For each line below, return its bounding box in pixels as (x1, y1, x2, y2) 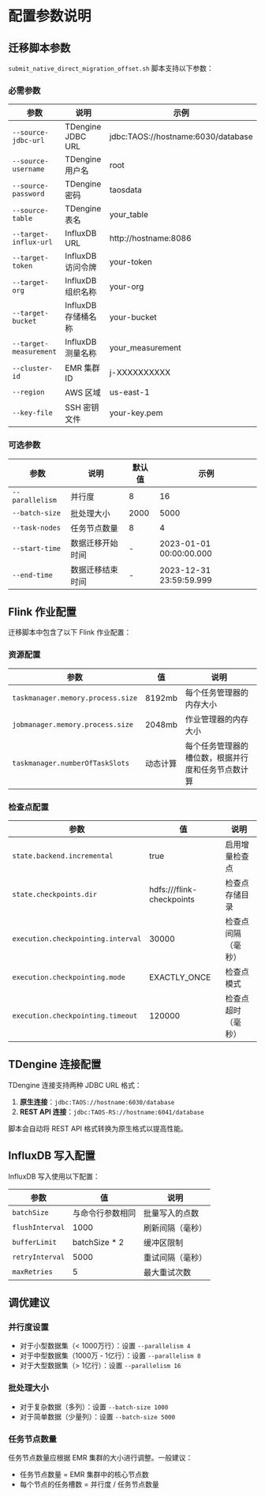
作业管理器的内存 (185, 714, 249, 725)
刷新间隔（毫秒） (143, 1222, 207, 1233)
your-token (109, 257, 152, 268)
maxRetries (12, 1267, 53, 1276)
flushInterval (12, 1223, 65, 1232)
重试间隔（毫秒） (143, 1252, 207, 1263)
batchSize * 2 (72, 1236, 125, 1247)
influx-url (12, 238, 53, 247)
